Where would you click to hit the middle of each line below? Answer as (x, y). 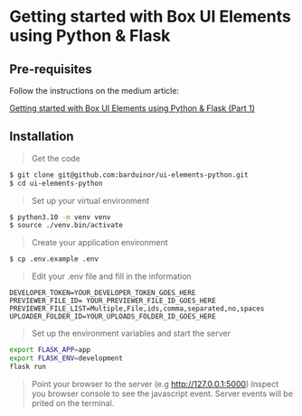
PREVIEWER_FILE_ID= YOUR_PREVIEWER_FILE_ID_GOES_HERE (113, 301)
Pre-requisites (51, 69)
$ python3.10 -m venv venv (60, 217)
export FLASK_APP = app (50, 350)
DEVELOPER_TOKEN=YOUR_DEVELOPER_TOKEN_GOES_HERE (103, 293)
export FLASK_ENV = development (66, 358)
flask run (28, 366)
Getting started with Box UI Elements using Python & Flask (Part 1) (132, 108)
